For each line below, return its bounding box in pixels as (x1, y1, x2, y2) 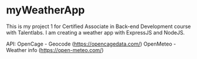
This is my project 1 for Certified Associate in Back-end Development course (6, 23, 191, 30)
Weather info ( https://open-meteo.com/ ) (6, 46, 104, 53)
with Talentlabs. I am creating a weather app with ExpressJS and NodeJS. (6, 29, 185, 36)
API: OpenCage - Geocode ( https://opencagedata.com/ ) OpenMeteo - (6, 40, 176, 47)
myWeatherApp (6, 4, 85, 17)
